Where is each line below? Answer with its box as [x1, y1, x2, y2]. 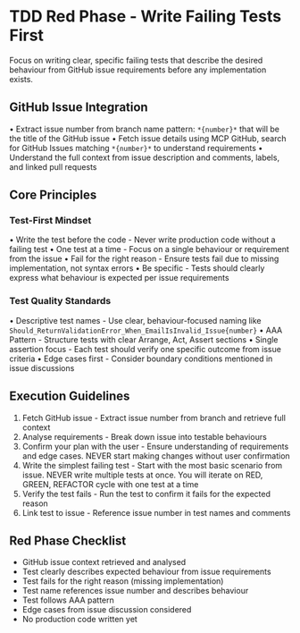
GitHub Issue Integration [9, 100, 149, 115]
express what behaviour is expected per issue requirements [9, 273, 229, 283]
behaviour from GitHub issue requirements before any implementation [9, 64, 267, 75]
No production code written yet [21, 614, 138, 625]
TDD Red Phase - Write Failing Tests [9, 6, 282, 27]
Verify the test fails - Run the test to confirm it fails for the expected [21, 488, 271, 499]
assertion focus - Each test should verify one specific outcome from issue [9, 343, 281, 354]
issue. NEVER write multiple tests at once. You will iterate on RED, [21, 469, 263, 480]
